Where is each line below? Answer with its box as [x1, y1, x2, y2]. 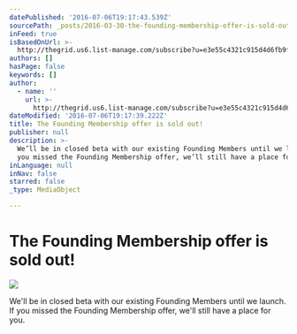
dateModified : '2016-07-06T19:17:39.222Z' [9, 111, 168, 120]
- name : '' [17, 87, 57, 95]
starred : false [9, 178, 65, 186]
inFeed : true [9, 29, 57, 38]
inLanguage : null [9, 161, 73, 170]
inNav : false [9, 169, 57, 178]
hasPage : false [9, 63, 65, 72]
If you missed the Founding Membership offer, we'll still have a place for [9, 305, 271, 315]
